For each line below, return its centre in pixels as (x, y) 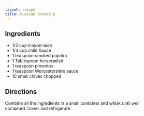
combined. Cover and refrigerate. (38, 108)
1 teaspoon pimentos (33, 66)
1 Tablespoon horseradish (38, 61)
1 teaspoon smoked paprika (39, 56)
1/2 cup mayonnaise (32, 45)
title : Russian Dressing (30, 14)
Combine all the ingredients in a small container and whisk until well (72, 103)
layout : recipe (20, 9)
